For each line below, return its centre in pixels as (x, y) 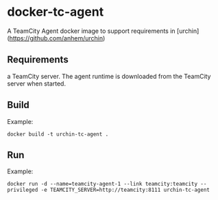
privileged (23, 190)
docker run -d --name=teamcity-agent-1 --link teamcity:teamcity (102, 184)
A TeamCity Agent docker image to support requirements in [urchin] (103, 31)
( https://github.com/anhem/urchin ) (56, 38)
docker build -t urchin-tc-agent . (58, 134)
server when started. (37, 84)
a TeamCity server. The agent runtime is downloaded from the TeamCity (109, 76)
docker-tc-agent (56, 12)
